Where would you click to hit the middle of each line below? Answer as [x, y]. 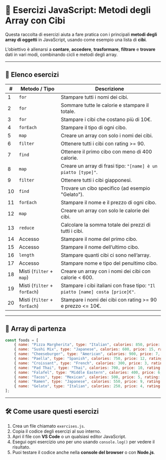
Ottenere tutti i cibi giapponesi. [97, 180]
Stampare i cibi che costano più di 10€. [106, 119]
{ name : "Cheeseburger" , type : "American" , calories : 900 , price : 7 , [87, 354]
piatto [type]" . [79, 172]
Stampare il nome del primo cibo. [99, 239]
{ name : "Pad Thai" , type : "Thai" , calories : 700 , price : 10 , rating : [88, 368]
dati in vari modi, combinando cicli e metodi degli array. [61, 55]
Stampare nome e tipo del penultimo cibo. [109, 263]
